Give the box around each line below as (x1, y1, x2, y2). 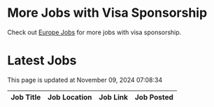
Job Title (10, 92, 41, 102)
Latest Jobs (7, 52, 77, 69)
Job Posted (134, 92, 173, 102)
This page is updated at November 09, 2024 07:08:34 (7, 76, 163, 84)
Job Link (99, 92, 128, 102)
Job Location (48, 92, 92, 102)
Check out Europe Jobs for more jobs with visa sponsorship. (7, 28, 182, 36)
